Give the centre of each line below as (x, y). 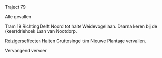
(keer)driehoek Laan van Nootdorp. (41, 31)
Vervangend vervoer (26, 50)
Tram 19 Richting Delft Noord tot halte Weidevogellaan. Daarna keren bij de (81, 26)
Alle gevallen (18, 16)
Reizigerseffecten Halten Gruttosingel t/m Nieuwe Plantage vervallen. (76, 41)
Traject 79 (15, 7)
